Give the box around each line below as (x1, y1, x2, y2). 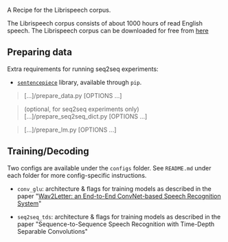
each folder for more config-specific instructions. (7, 171, 147, 179)
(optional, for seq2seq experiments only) (23, 105, 139, 113)
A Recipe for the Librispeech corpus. (7, 6, 111, 14)
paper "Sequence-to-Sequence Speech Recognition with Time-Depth (16, 220, 215, 228)
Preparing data (7, 46, 72, 58)
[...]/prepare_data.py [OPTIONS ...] (23, 91, 122, 99)
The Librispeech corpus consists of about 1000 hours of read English (7, 19, 203, 27)
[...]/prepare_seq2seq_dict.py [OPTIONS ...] (23, 112, 148, 120)
